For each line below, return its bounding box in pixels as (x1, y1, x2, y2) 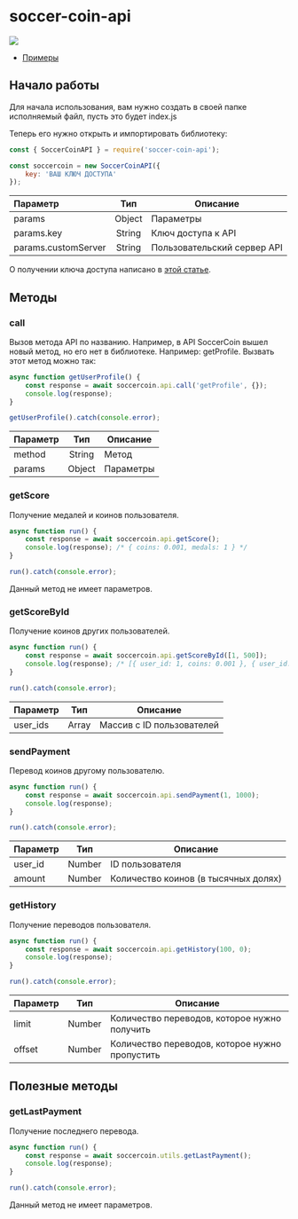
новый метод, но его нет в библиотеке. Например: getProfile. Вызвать (9, 346, 275, 357)
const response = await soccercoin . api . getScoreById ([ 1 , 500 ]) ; (25, 651, 268, 660)
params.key (13, 227, 63, 240)
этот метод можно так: (9, 355, 97, 366)
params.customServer (13, 241, 106, 254)
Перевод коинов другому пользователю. (9, 765, 165, 775)
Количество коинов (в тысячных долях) (110, 872, 282, 885)
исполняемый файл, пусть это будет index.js (9, 111, 177, 122)
